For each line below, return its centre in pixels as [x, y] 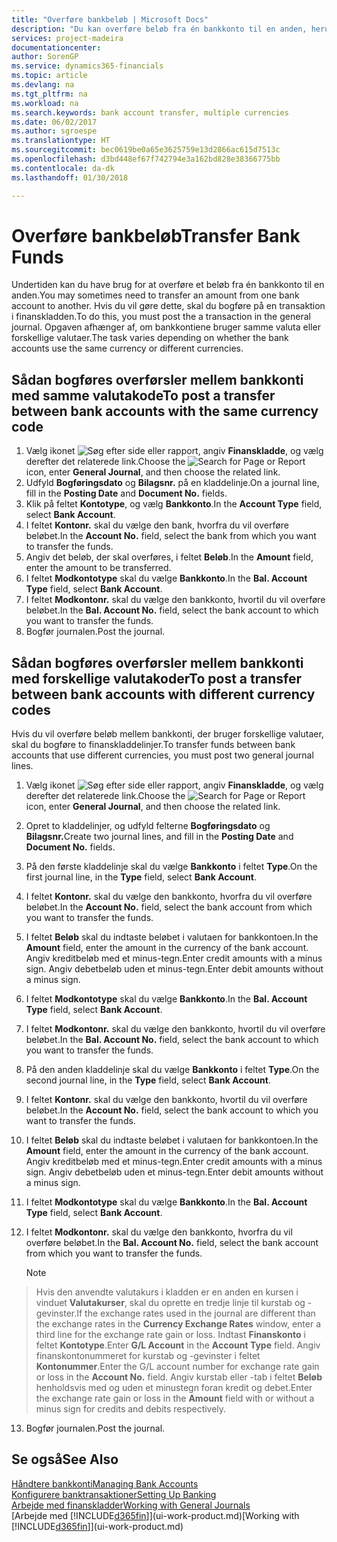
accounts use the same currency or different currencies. [127, 348]
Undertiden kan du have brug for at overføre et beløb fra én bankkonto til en [168, 285]
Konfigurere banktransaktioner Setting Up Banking [114, 1494]
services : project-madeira [67, 38]
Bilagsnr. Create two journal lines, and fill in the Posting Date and [159, 837]
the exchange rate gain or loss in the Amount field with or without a [175, 1398]
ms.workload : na [45, 103]
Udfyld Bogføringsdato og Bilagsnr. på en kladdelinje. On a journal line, [172, 483]
